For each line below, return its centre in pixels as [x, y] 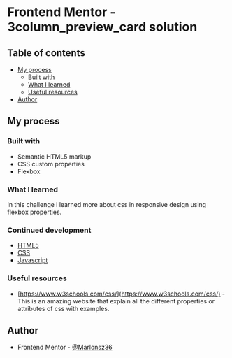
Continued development [49, 230]
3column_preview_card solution [102, 27]
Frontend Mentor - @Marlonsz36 [65, 348]
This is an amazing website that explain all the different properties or [116, 301]
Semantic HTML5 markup [54, 156]
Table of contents [46, 53]
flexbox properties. [35, 212]
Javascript [32, 260]
